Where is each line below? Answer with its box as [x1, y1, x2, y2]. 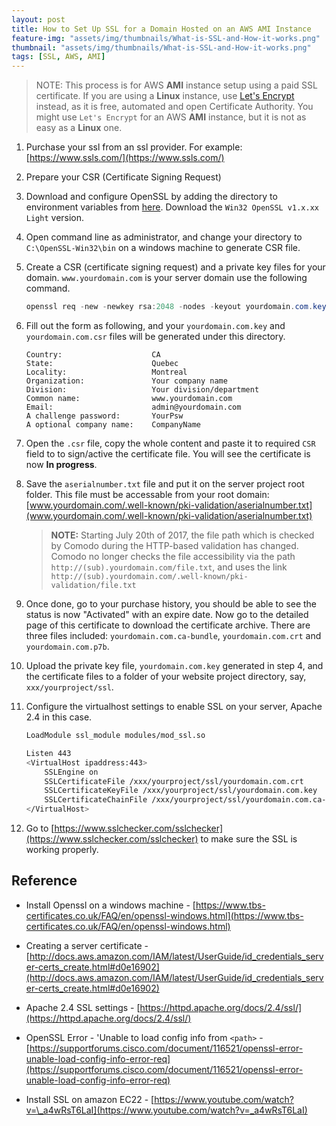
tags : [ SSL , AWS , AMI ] [11, 52, 106, 62]
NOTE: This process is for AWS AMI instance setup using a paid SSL [35, 79, 318, 91]
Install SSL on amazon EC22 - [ [25, 1093, 155, 1105]
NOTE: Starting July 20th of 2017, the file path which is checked [50, 529, 315, 541]
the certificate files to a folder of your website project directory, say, [25, 671, 307, 682]
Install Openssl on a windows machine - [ [25, 899, 196, 911]
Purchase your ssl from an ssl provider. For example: [25, 141, 243, 153]
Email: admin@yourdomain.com [25, 402, 242, 412]
